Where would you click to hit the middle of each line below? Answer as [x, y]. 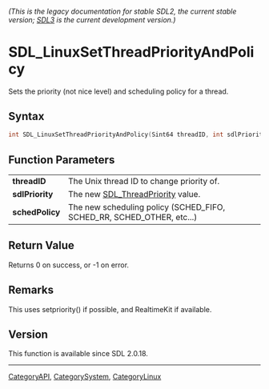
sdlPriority [33, 194]
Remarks [31, 290]
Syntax [26, 116]
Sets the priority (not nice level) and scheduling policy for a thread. [118, 91]
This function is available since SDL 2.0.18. [78, 354]
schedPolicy [36, 212]
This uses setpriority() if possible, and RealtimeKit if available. [110, 309]
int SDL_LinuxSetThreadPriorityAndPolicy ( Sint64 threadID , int [116, 135]
